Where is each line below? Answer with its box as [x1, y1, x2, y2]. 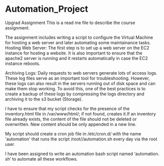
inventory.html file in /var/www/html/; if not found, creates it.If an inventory [5, 111, 156, 116]
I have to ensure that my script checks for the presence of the [5, 106, 130, 111]
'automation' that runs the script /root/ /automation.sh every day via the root [5, 136, 158, 142]
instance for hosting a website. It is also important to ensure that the [5, 50, 143, 56]
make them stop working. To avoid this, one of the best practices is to [5, 85, 146, 91]
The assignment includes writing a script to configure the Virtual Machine [5, 34, 153, 40]
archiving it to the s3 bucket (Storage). [5, 96, 83, 102]
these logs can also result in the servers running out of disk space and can [5, 80, 156, 86]
